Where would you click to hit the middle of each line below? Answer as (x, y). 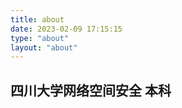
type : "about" (40, 38)
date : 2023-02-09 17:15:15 (66, 29)
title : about (37, 19)
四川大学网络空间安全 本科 (91, 90)
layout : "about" (44, 47)
